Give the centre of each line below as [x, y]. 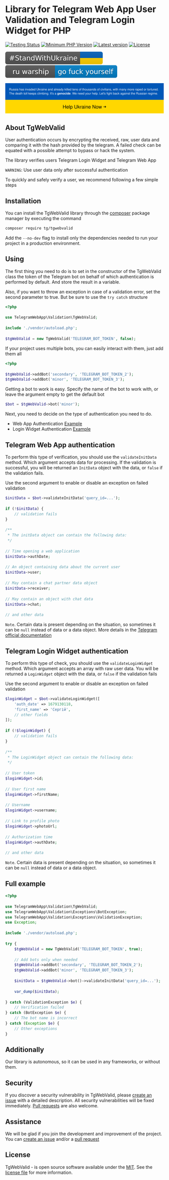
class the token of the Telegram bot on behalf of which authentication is [80, 276]
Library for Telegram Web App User [81, 9]
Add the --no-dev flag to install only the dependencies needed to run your [82, 238]
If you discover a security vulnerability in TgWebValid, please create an [78, 1095]
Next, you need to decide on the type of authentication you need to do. [79, 414]
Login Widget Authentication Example [52, 429]
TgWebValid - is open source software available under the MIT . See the [79, 1167]
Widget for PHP [38, 31]
